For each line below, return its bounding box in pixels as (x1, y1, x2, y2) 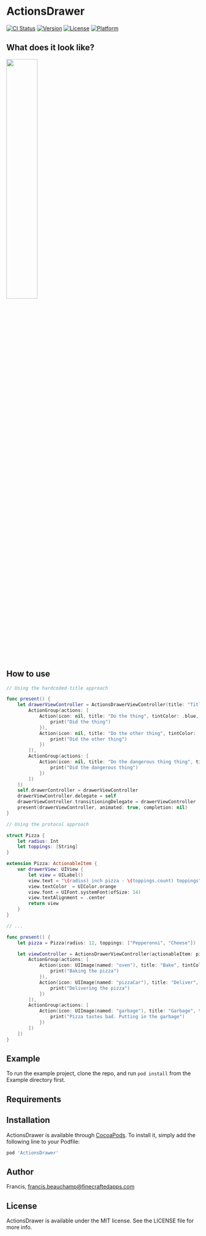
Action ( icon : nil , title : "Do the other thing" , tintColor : (39, 730, 196, 736)
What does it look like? (6, 42, 95, 53)
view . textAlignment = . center (28, 895, 105, 901)
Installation (6, 1115, 50, 1125)
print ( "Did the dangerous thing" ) (50, 764, 139, 771)
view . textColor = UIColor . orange (28, 883, 116, 890)
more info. (6, 1224, 32, 1231)
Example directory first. (6, 1076, 66, 1084)
